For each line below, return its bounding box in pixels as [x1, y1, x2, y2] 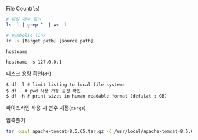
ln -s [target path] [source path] [6, 38, 94, 44]
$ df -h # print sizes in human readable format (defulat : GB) [6, 93, 167, 99]
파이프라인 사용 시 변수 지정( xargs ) [6, 104, 87, 111]
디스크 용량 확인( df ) [6, 70, 52, 77]
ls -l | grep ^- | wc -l [6, 22, 67, 28]
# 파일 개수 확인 [6, 16, 41, 22]
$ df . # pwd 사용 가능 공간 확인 [6, 88, 81, 94]
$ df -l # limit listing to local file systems [6, 82, 126, 88]
